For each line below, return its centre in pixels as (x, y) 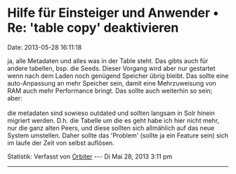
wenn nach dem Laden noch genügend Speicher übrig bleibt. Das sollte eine (118, 76)
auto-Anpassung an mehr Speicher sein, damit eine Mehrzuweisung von (112, 83)
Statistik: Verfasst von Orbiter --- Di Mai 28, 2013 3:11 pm (90, 156)
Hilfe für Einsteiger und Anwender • (113, 13)
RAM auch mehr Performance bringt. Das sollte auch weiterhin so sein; (110, 91)
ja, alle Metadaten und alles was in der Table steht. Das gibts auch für (108, 60)
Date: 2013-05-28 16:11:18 (45, 47)
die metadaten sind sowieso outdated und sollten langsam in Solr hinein (111, 113)
